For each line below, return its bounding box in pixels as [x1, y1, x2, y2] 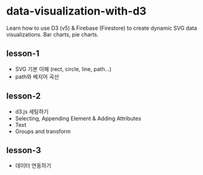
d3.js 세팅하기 [15, 108, 49, 115]
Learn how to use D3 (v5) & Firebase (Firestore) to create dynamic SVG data [6, 24, 198, 32]
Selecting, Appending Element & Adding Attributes [15, 114, 142, 122]
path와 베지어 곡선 [15, 73, 60, 80]
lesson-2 [6, 91, 41, 101]
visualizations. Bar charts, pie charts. [6, 30, 99, 38]
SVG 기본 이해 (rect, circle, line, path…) [15, 65, 112, 72]
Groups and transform [15, 128, 71, 135]
